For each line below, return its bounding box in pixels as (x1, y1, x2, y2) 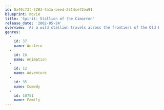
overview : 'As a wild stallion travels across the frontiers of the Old (5, 25, 156, 30)
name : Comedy (14, 84, 41, 89)
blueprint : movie (5, 12, 41, 17)
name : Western (14, 43, 42, 48)
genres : (5, 30, 21, 35)
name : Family (14, 98, 41, 103)
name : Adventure (14, 71, 47, 75)
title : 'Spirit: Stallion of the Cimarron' (5, 16, 95, 21)
